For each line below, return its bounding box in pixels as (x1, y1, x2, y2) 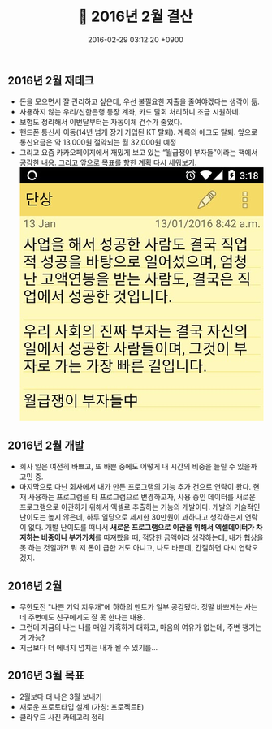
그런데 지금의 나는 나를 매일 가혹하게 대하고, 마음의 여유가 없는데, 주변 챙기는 (19, 622, 262, 632)
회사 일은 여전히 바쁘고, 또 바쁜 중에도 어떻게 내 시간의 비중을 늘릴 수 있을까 (19, 462, 257, 472)
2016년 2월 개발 (7, 438, 84, 452)
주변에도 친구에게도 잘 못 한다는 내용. (28, 612, 145, 622)
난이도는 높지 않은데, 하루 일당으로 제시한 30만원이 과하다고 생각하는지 (19, 512, 244, 522)
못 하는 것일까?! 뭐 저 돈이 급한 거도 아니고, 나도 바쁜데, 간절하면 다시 (19, 543, 237, 553)
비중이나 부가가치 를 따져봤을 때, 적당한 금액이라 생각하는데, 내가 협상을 (41, 533, 264, 542)
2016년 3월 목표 (7, 669, 84, 683)
